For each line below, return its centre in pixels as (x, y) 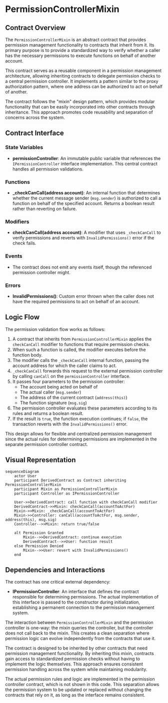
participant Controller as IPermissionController (67, 493)
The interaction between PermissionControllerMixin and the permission (79, 622)
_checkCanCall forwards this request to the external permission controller (87, 370)
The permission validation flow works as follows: (55, 329)
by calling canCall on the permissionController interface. (71, 376)
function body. (27, 355)
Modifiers (17, 221)
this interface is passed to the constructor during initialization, (76, 602)
